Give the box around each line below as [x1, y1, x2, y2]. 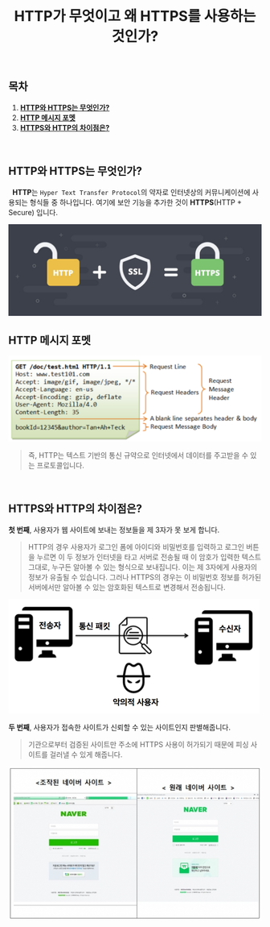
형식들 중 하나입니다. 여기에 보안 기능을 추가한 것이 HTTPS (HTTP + [29, 197, 243, 207]
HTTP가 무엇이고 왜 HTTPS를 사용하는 [14, 7, 256, 26]
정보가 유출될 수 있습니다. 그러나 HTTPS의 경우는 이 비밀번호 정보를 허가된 [27, 572, 262, 582]
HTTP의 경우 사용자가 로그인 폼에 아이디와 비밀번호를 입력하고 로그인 [27, 542, 245, 551]
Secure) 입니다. [8, 207, 59, 217]
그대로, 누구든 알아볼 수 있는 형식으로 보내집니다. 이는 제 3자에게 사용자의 [27, 562, 258, 572]
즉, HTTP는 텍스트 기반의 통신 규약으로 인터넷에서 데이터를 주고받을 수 [27, 450, 249, 459]
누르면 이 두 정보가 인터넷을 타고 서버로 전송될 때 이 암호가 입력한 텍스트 [36, 552, 262, 562]
